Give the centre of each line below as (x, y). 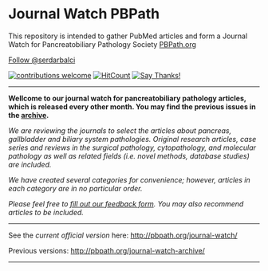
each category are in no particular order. (75, 188)
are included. (30, 164)
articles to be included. (46, 212)
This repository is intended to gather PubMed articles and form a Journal (128, 36)
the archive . (29, 115)
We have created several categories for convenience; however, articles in (129, 179)
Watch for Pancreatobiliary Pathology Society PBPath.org (102, 44)
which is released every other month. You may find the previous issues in (132, 106)
